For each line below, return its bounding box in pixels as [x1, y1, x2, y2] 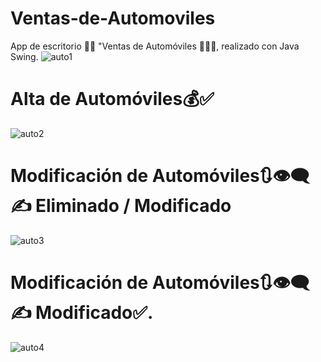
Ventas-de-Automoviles [10, 7, 216, 30]
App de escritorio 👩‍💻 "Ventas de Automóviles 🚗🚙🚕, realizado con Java [10, 40, 300, 52]
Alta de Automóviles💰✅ [10, 88, 215, 111]
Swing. [10, 50, 39, 62]
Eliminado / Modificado [35, 195, 232, 217]
